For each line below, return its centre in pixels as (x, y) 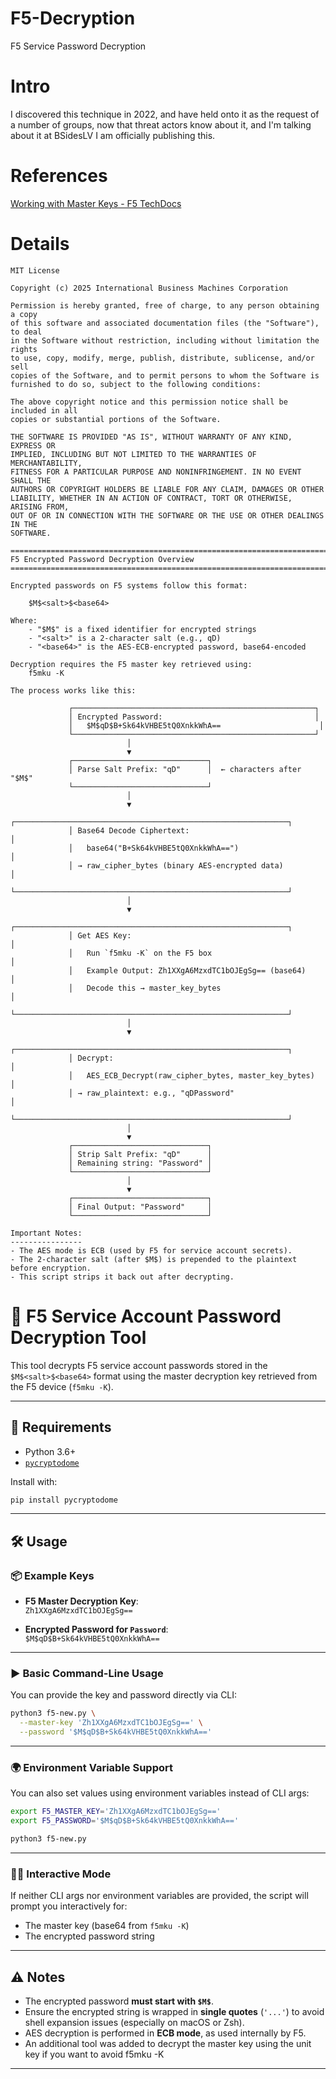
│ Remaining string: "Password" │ (140, 1163)
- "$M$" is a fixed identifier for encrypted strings (142, 629)
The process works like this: (73, 690)
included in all (44, 410)
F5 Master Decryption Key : (81, 1601)
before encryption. (51, 1268)
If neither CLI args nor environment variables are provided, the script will (159, 1896)
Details (40, 244)
